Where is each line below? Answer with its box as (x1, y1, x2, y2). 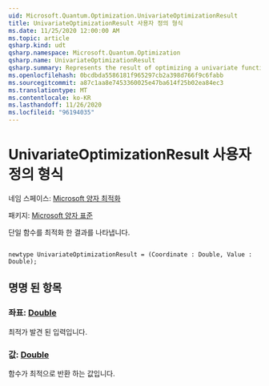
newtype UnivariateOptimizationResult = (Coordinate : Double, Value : (8, 250, 252, 259)
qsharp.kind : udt (8, 42, 66, 50)
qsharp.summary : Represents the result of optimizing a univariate (8, 64, 239, 72)
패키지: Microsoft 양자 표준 (8, 210, 94, 220)
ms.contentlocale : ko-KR (8, 94, 91, 102)
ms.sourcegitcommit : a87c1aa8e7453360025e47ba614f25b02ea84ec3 (8, 78, 224, 86)
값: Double (8, 349, 50, 360)
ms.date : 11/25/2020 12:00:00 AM (8, 26, 120, 34)
